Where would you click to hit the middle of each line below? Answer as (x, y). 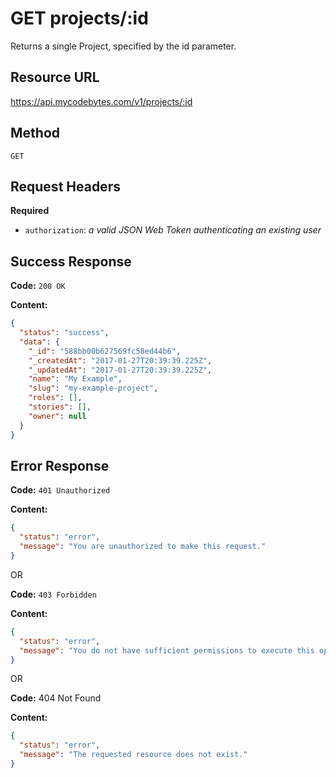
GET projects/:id (79, 18)
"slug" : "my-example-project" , (93, 388)
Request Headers (65, 186)
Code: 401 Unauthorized (60, 490)
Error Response (60, 465)
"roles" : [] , (55, 398)
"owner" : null (57, 416)
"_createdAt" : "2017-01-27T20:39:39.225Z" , (120, 360)
